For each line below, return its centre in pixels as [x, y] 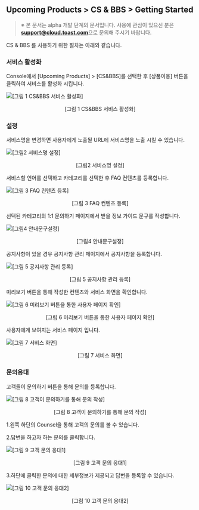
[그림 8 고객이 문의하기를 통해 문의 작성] [100, 412]
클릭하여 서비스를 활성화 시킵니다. [45, 84]
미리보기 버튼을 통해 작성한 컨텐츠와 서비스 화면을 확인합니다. [77, 292]
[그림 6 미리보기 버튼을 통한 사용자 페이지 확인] [100, 317]
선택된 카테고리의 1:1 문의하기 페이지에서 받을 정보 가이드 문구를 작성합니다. [93, 216]
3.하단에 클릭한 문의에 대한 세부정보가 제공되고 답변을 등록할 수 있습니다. [90, 475]
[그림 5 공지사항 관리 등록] [100, 279]
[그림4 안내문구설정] [100, 242]
